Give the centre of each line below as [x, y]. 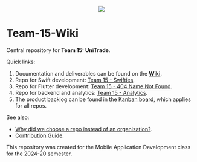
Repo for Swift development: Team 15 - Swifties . [75, 80]
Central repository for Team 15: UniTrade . [58, 50]
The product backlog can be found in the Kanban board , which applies [103, 99]
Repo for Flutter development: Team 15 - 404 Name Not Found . [94, 86]
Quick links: [21, 62]
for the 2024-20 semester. [39, 154]
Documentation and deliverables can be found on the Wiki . [88, 73]
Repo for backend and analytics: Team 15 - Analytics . [81, 92]
